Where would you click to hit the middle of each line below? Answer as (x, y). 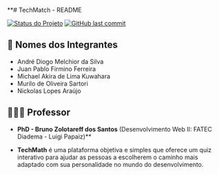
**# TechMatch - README (45, 10)
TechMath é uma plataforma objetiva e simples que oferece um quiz (114, 150)
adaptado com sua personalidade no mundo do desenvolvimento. (110, 164)
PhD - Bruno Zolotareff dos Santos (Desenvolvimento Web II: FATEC (114, 129)
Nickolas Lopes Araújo (49, 91)
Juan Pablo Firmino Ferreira (56, 69)
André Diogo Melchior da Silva (60, 61)
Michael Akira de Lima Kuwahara (64, 76)
